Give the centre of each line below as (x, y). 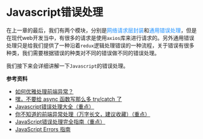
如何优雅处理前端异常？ (44, 91)
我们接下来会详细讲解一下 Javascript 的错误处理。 (67, 66)
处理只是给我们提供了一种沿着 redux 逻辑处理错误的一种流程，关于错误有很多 (100, 45)
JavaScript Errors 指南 (43, 129)
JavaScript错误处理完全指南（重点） (60, 121)
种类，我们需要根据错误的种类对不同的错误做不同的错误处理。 (83, 53)
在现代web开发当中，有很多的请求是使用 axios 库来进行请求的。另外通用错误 (100, 37)
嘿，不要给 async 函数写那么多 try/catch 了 (68, 99)
